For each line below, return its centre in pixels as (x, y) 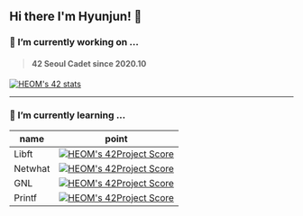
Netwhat (32, 168)
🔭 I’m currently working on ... (74, 42)
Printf (26, 197)
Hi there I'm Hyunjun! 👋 (76, 17)
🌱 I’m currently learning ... (68, 115)
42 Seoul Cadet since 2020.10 (89, 63)
